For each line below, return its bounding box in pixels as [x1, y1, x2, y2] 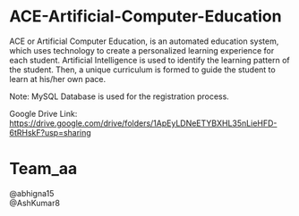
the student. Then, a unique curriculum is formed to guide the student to [9, 64, 276, 75]
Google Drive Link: [9, 108, 78, 119]
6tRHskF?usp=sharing [9, 127, 91, 137]
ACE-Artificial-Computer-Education [9, 6, 282, 27]
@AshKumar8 [9, 197, 61, 208]
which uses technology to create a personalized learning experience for [9, 45, 275, 55]
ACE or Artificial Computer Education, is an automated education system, [9, 36, 279, 46]
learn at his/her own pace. [9, 73, 106, 84]
